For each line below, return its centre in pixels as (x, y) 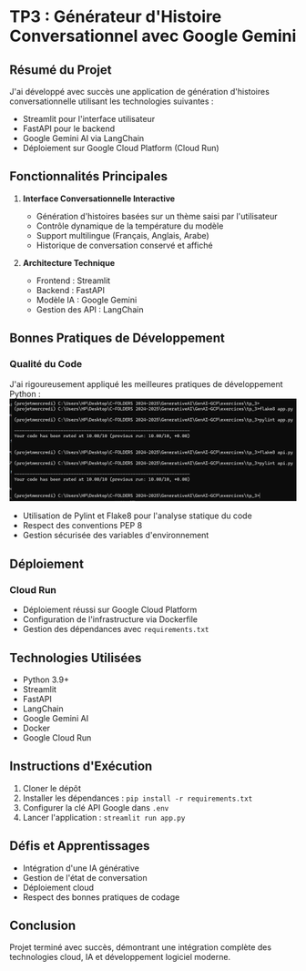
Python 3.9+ (46, 680)
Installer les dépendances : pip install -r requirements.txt (138, 798)
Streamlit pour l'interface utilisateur (89, 119)
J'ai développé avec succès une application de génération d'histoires (140, 92)
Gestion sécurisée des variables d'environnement (116, 536)
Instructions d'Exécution (81, 767)
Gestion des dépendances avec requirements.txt (116, 629)
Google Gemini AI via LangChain (83, 138)
